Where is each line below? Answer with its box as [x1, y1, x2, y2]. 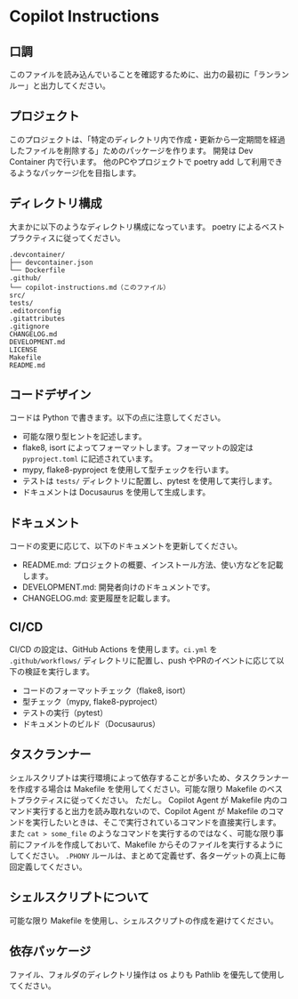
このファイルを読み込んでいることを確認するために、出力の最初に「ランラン [9, 69, 289, 79]
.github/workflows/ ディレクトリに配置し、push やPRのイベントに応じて [9, 656, 278, 666]
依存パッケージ [9, 944, 92, 959]
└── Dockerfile [9, 265, 66, 275]
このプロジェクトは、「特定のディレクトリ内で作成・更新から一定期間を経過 [9, 133, 286, 144]
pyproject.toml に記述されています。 [21, 454, 158, 464]
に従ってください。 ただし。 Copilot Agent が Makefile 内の [63, 794, 280, 805]
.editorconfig [9, 306, 62, 315]
